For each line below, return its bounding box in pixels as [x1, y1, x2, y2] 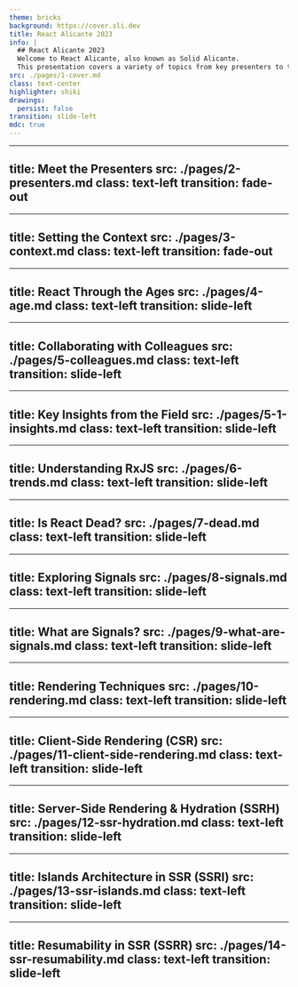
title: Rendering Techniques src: [9, 678, 191, 694]
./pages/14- [219, 937, 286, 952]
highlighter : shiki [9, 87, 82, 96]
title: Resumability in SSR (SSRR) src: [9, 937, 217, 952]
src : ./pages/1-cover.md [9, 71, 101, 80]
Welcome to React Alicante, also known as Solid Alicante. [17, 54, 240, 63]
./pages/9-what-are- [167, 624, 286, 639]
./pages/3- [174, 230, 237, 245]
